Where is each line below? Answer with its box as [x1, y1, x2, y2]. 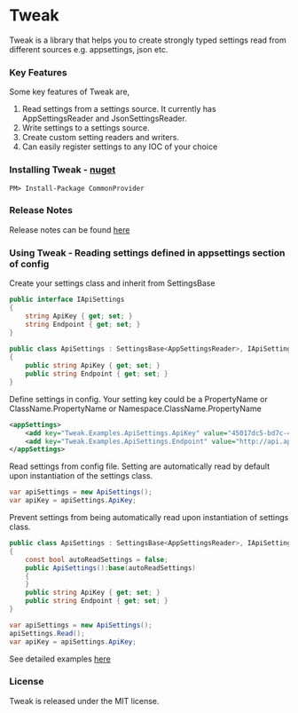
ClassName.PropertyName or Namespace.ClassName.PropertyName [9, 403, 262, 414]
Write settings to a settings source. [21, 123, 150, 133]
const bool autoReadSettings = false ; [25, 555, 169, 564]
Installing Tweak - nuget [9, 163, 116, 176]
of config [9, 257, 50, 270]
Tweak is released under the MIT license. [9, 695, 160, 706]
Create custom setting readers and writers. [21, 132, 180, 143]
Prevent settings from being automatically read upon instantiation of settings [9, 512, 289, 522]
